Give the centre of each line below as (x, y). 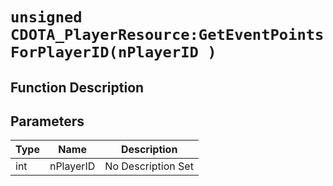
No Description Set (149, 166)
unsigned (46, 17)
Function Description (77, 87)
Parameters (47, 121)
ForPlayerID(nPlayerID (104, 52)
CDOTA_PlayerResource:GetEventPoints (167, 35)
